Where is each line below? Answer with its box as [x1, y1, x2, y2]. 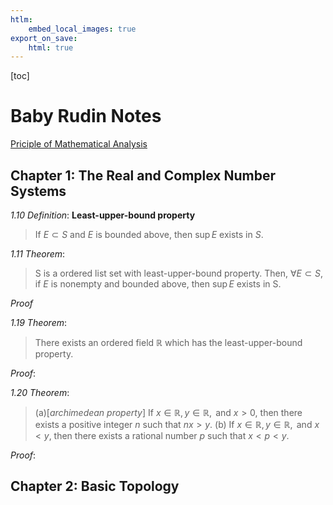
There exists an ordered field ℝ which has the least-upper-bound [34, 337, 303, 348]
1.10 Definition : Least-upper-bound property [10, 209, 196, 221]
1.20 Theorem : [10, 387, 70, 398]
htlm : [10, 14, 33, 25]
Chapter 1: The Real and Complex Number [10, 167, 277, 184]
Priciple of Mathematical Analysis [10, 138, 148, 150]
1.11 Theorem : [10, 248, 66, 260]
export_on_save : [10, 33, 78, 43]
